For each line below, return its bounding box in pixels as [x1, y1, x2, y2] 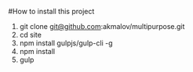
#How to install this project [8, 7, 95, 16]
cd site [19, 31, 42, 39]
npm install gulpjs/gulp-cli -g [19, 38, 113, 48]
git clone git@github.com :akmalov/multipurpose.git [19, 22, 185, 31]
